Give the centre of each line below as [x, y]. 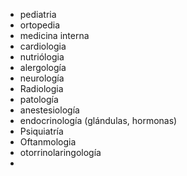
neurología [42, 78]
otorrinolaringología [60, 152]
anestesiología [49, 110]
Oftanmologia [48, 142]
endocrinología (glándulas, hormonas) [98, 120]
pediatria [38, 14]
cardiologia [43, 46]
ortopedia [40, 25]
